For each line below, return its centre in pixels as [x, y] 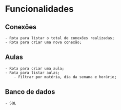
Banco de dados [30, 92]
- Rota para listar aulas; [32, 73]
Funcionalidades [40, 9]
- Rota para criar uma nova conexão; [43, 42]
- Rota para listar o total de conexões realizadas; [60, 38]
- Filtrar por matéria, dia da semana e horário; [65, 77]
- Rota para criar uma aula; [35, 68]
